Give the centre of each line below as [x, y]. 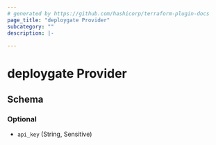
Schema [25, 99]
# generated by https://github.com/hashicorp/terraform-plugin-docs [108, 14]
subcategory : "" [31, 26]
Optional [22, 119]
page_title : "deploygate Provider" [59, 20]
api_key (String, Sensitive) [55, 134]
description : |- [31, 33]
